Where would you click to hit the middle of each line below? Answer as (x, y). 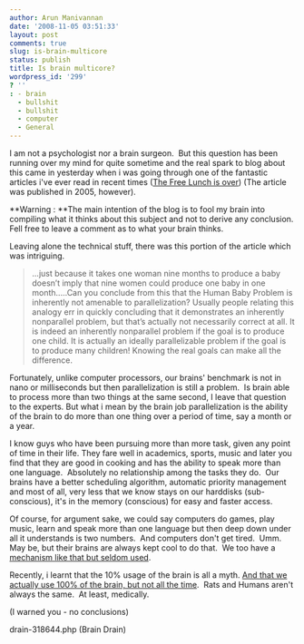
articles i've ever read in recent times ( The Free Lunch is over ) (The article (148, 182)
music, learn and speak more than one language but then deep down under (151, 528)
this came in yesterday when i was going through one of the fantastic (139, 172)
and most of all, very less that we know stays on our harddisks (126, 492)
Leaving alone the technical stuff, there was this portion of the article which (151, 246)
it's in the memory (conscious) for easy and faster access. (164, 501)
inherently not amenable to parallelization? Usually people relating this (163, 302)
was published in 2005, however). (73, 192)
